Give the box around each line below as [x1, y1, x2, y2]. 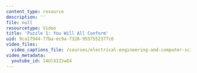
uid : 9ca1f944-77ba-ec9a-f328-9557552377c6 [6, 36, 114, 42]
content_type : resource [6, 8, 64, 15]
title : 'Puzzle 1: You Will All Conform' [6, 31, 109, 36]
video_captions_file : [11, 47, 64, 53]
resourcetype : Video [6, 25, 57, 31]
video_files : [6, 42, 38, 48]
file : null [6, 19, 33, 25]
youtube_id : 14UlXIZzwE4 [11, 58, 72, 64]
